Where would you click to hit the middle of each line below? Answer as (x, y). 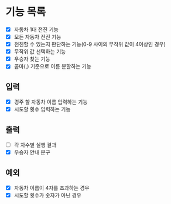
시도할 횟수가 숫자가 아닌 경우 (47, 195)
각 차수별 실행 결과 (35, 145)
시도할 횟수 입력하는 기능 (42, 109)
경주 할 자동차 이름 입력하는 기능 (51, 102)
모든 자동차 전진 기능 (37, 37)
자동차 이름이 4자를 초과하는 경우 (52, 188)
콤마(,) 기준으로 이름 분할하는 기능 (53, 66)
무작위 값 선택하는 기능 (40, 52)
